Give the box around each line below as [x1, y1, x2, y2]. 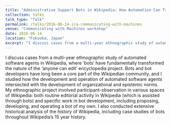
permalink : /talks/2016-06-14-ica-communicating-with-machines [5, 21, 142, 27]
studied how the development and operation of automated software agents [5, 76, 163, 82]
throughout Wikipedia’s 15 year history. [5, 114, 87, 120]
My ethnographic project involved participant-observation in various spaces [5, 87, 165, 93]
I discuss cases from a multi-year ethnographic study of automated [5, 54, 147, 60]
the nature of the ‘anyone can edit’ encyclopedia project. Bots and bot [5, 65, 152, 71]
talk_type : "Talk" [5, 17, 44, 22]
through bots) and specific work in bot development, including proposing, [5, 98, 160, 104]
